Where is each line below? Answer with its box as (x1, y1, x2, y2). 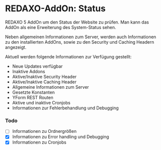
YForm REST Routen (12, 94, 54, 100)
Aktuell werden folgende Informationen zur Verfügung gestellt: (5, 53, 132, 59)
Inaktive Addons (12, 68, 45, 74)
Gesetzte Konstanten (12, 89, 55, 95)
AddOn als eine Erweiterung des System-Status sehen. (5, 24, 116, 30)
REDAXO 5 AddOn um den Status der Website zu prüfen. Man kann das (5, 19, 149, 25)
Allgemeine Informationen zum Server (12, 84, 89, 90)
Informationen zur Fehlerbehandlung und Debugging (12, 105, 119, 111)
